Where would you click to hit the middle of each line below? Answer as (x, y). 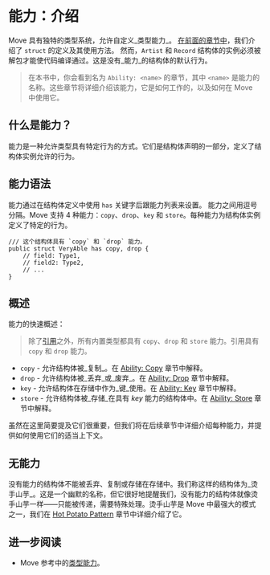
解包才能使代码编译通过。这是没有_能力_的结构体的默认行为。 (110, 60)
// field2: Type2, (53, 263)
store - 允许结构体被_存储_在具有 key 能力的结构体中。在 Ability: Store (136, 398)
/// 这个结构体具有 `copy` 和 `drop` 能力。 (77, 242)
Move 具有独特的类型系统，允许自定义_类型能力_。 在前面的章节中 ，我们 (129, 40)
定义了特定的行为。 (40, 225)
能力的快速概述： (37, 324)
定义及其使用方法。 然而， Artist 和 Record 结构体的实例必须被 (158, 50)
